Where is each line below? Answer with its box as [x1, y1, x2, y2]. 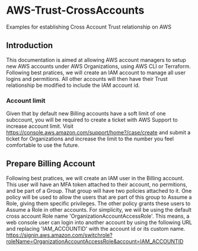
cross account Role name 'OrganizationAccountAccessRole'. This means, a [6, 212, 190, 219]
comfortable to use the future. [6, 142, 79, 149]
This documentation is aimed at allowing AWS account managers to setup [6, 56, 187, 63]
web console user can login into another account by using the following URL [6, 218, 193, 226]
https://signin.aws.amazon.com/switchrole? [6, 231, 113, 239]
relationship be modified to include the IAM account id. [6, 81, 140, 89]
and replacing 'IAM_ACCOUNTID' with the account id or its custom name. [6, 225, 186, 232]
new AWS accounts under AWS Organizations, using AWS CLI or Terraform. [6, 62, 191, 70]
